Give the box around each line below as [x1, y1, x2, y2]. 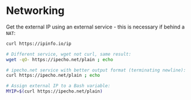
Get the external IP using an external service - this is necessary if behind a [6, 23, 185, 30]
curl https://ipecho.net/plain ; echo [6, 73, 100, 78]
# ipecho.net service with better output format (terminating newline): [6, 67, 186, 73]
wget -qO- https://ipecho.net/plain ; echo [6, 56, 114, 62]
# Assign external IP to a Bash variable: [6, 83, 111, 89]
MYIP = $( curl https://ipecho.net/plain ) [6, 88, 103, 94]
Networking [6, 4, 65, 17]
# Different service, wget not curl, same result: [6, 51, 132, 57]
